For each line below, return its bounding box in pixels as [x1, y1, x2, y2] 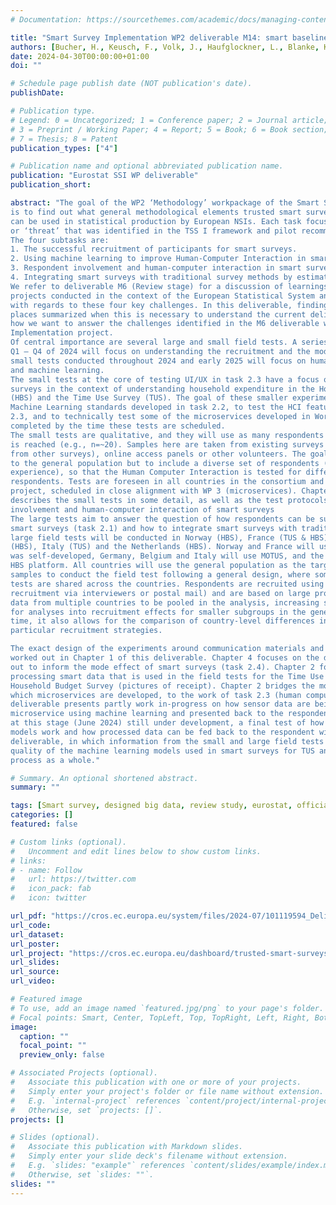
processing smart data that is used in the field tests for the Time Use [10, 671, 325, 681]
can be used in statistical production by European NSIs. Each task [10, 216, 302, 226]
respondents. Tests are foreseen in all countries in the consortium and [10, 477, 325, 487]
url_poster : [10, 939, 60, 949]
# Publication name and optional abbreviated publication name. [10, 161, 284, 171]
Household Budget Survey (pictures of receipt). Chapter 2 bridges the [10, 681, 315, 691]
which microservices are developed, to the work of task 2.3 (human [10, 690, 302, 700]
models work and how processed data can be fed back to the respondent [10, 727, 315, 737]
